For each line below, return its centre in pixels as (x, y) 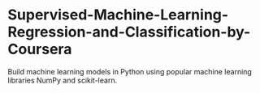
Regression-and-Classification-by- (129, 32)
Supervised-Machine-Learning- (118, 15)
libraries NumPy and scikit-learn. (63, 80)
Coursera (40, 49)
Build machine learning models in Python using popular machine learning (130, 71)
